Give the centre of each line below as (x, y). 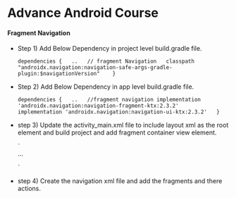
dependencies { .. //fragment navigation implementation (109, 100)
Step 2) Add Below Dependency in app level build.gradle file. (106, 87)
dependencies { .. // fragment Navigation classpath (106, 61)
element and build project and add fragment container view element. (117, 132)
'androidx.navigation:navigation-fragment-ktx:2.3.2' (98, 106)
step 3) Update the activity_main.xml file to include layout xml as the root (123, 125)
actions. (29, 189)
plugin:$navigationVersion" (58, 74)
